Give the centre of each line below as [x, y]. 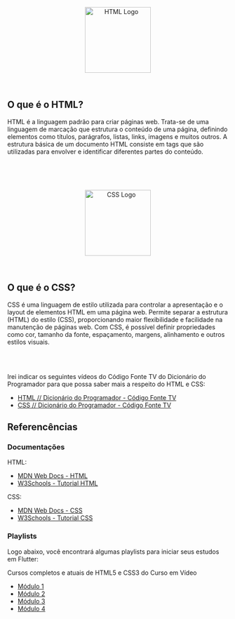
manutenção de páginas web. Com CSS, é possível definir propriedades [112, 327]
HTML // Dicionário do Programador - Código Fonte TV [97, 397]
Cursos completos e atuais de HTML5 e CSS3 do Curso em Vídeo [102, 573]
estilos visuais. [29, 342]
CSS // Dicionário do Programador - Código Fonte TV [94, 405]
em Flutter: [23, 559]
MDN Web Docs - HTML [52, 476]
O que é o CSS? [41, 288]
